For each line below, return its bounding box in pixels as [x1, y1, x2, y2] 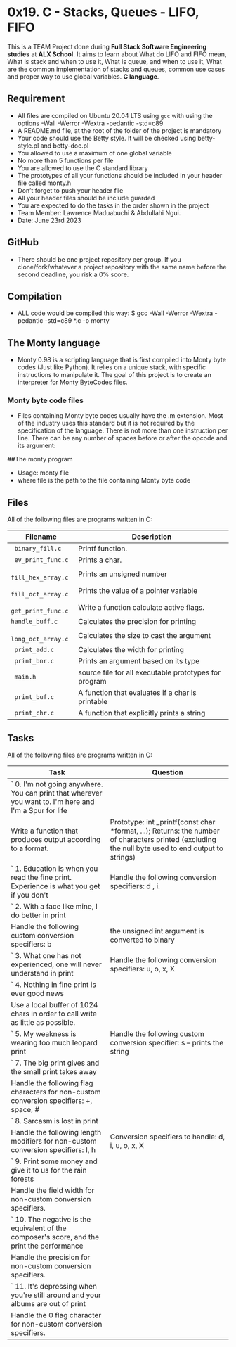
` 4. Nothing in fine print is [11, 980, 96, 990]
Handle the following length [11, 1128, 102, 1137]
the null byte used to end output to [110, 843, 223, 853]
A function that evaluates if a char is [78, 688, 197, 698]
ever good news [11, 989, 65, 999]
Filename [25, 532, 58, 542]
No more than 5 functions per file [17, 156, 114, 165]
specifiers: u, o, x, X [110, 964, 176, 974]
